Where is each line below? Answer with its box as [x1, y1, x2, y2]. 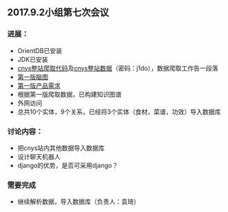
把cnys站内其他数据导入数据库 [17, 144, 105, 152]
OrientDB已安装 [17, 46, 63, 54]
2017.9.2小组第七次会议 [7, 6, 109, 19]
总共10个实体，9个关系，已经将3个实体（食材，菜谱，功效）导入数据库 [17, 107, 221, 116]
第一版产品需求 [17, 81, 61, 89]
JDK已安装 [17, 55, 49, 63]
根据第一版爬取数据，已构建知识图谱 [17, 90, 122, 98]
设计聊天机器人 [17, 152, 61, 160]
